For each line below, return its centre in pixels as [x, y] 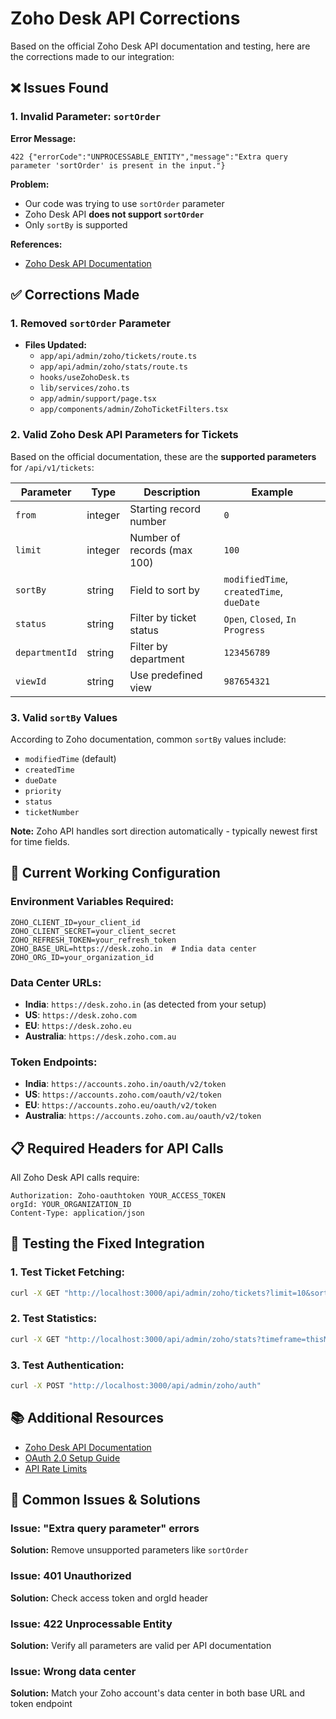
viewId [31, 681]
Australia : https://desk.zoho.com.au [100, 1036]
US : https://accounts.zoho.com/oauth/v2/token [123, 1094]
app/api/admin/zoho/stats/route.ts [113, 367]
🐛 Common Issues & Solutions [105, 1500]
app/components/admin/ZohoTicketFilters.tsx [134, 410]
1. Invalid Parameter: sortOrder [86, 117]
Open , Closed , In [260, 619]
